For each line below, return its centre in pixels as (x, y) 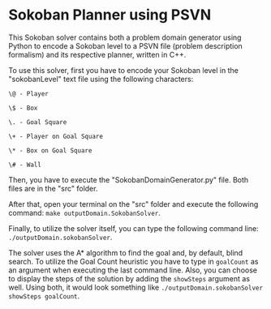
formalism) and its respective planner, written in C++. (97, 54)
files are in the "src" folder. (53, 188)
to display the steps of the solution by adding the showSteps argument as (129, 278)
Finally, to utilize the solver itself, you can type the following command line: (133, 228)
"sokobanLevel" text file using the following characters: (101, 79)
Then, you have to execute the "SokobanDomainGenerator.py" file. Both (129, 179)
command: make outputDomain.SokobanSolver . (84, 212)
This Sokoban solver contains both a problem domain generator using (125, 37)
